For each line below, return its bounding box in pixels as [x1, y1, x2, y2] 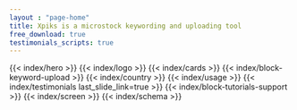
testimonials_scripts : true [9, 38, 115, 47]
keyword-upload [9, 72, 70, 83]
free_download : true [9, 30, 87, 38]
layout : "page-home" [9, 13, 90, 22]
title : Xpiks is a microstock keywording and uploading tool [9, 21, 242, 30]
